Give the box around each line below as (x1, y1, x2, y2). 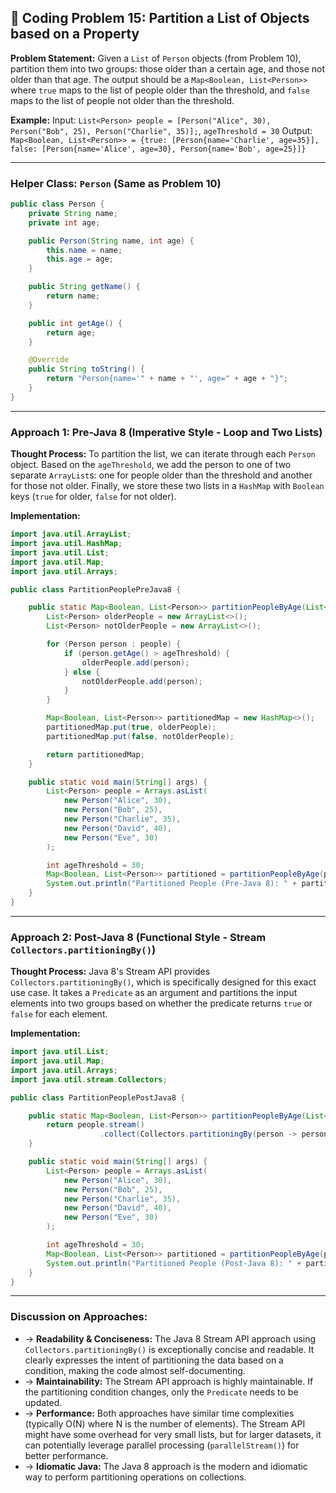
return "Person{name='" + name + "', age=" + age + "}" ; (46, 374, 289, 384)
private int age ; (28, 217, 101, 228)
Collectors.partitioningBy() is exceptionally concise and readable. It (24, 1343, 315, 1355)
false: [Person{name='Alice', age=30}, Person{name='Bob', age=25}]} (10, 144, 307, 154)
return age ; (46, 327, 97, 338)
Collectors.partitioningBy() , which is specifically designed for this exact (10, 976, 317, 988)
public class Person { (10, 199, 105, 210)
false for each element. (10, 1008, 108, 1020)
